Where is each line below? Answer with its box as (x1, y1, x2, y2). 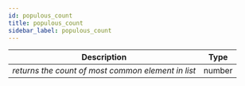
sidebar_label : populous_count (8, 26, 112, 34)
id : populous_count (8, 11, 73, 20)
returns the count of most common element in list (12, 65, 196, 76)
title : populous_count (8, 19, 84, 27)
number (203, 65, 233, 76)
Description (81, 52, 127, 63)
